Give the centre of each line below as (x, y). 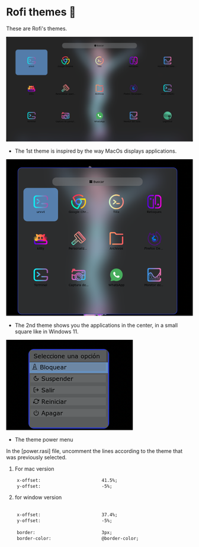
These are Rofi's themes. (37, 28)
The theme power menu (44, 439)
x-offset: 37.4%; (67, 514)
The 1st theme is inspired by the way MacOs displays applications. (96, 151)
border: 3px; (65, 532)
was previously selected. (36, 457)
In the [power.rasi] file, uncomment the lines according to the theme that (94, 451)
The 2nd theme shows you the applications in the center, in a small (96, 325)
